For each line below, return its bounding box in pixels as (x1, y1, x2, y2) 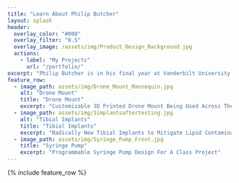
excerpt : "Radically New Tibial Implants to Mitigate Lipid (20, 129, 202, 136)
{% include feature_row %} (7, 168, 87, 177)
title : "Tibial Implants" (20, 122, 97, 130)
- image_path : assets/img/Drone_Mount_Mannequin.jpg (14, 83, 174, 90)
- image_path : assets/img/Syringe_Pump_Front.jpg (14, 135, 164, 143)
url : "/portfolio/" (26, 63, 84, 70)
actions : (14, 50, 40, 57)
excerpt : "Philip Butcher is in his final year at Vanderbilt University (7, 70, 231, 77)
